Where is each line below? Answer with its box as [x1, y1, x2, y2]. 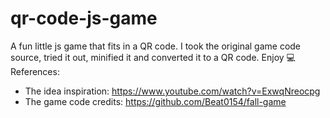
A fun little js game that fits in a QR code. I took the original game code [10, 40, 302, 52]
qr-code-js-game [10, 7, 158, 30]
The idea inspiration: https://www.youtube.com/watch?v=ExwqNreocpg [24, 85, 321, 97]
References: [10, 65, 60, 77]
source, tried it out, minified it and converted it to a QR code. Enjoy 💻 [10, 51, 296, 63]
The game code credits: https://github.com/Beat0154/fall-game [24, 95, 287, 107]
